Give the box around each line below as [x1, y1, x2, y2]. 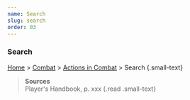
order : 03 [7, 23, 37, 30]
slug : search [7, 17, 46, 24]
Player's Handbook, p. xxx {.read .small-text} [24, 84, 157, 93]
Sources [24, 77, 51, 85]
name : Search [7, 10, 46, 18]
